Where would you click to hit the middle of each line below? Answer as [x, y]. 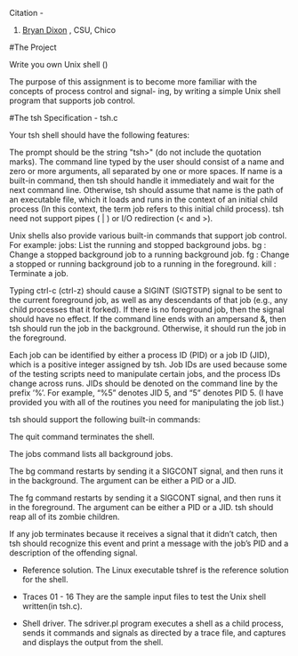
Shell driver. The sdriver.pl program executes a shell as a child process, [153, 623]
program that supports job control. [72, 100]
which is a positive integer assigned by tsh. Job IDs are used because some [148, 364]
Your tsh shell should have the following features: [99, 135]
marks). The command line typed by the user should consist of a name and [147, 162]
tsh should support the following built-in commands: [105, 420]
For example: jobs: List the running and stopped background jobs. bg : [138, 245]
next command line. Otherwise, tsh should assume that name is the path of [146, 190]
